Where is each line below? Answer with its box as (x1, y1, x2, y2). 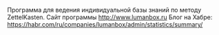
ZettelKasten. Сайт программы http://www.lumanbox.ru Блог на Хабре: (7, 13, 213, 21)
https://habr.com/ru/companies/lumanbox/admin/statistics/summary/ (7, 21, 203, 28)
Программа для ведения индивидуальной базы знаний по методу (7, 6, 202, 14)
